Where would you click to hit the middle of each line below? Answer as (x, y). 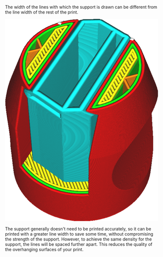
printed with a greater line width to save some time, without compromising (79, 234)
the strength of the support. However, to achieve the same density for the (78, 239)
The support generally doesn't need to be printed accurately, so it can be (78, 229)
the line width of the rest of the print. (42, 12)
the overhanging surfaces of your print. (44, 250)
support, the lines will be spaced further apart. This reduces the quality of (79, 244)
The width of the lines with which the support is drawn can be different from (81, 7)
